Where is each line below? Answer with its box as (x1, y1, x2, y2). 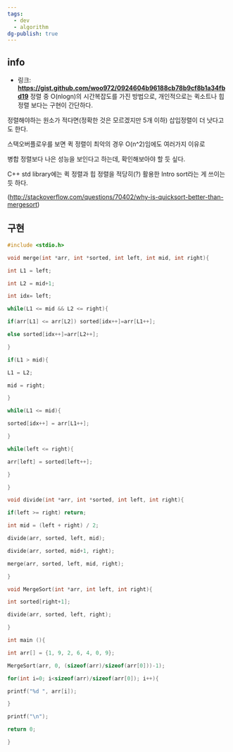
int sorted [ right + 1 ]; (7, 598, 71, 606)
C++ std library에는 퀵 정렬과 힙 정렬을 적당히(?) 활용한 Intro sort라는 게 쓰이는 (7, 170, 225, 179)
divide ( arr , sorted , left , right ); (7, 611, 112, 619)
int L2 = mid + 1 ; (7, 280, 55, 287)
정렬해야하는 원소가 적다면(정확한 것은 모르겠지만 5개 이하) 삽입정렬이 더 (7, 116, 206, 124)
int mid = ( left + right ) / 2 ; (7, 522, 99, 530)
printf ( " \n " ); (7, 713, 49, 720)
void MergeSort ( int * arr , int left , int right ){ (7, 585, 153, 593)
